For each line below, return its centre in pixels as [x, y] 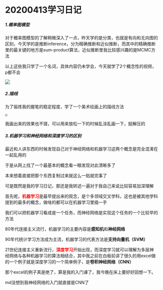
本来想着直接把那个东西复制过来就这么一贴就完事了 [56, 176]
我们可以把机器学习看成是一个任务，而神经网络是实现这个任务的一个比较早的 [81, 213]
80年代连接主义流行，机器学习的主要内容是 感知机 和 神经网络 [65, 229]
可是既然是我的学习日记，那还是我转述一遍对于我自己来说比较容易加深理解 [79, 186]
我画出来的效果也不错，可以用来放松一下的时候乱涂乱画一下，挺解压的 [75, 124]
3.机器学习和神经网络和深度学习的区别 [43, 136]
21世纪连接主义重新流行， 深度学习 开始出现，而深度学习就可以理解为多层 [77, 250]
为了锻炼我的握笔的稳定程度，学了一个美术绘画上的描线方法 [65, 107]
